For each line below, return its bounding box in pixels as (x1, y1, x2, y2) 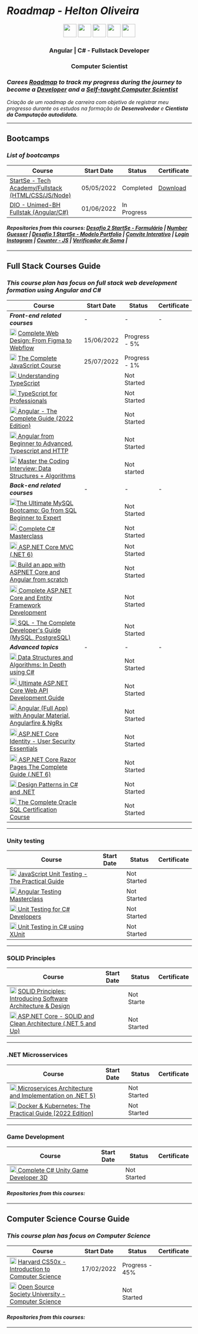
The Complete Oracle (18, 798, 77, 806)
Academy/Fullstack (9, 184, 62, 192)
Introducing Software (9, 995, 68, 1003)
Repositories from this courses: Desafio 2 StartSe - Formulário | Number (6, 225, 187, 232)
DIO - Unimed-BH (9, 201, 61, 209)
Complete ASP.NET (18, 586, 72, 595)
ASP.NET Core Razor (18, 755, 76, 763)
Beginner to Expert (9, 513, 61, 522)
